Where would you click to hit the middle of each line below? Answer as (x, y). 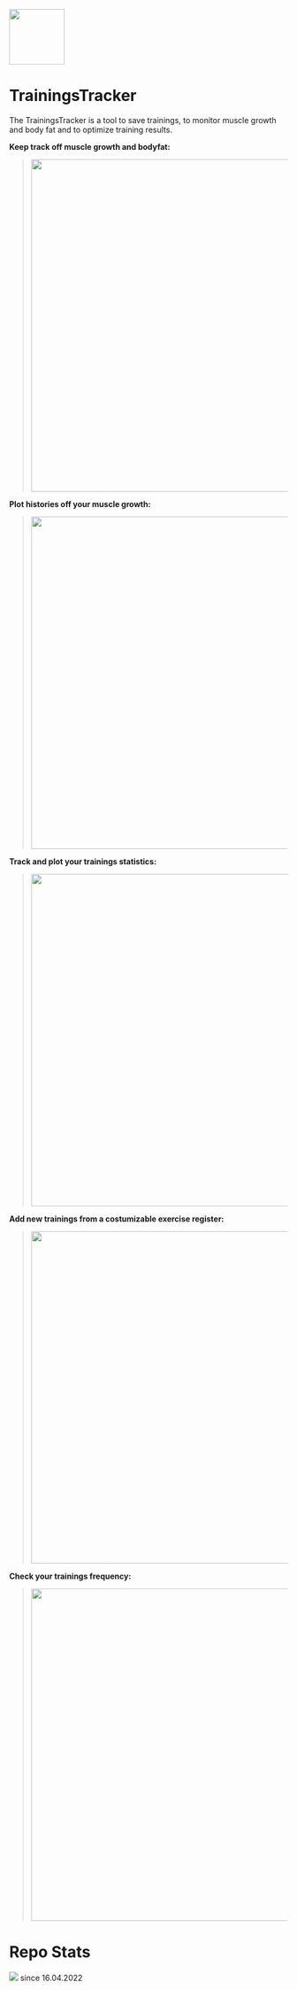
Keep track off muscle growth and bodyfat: (90, 146)
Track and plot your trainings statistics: (83, 861)
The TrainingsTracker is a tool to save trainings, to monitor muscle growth (143, 120)
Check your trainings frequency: (70, 1576)
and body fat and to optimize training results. (91, 129)
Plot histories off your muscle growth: (80, 503)
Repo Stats (50, 1952)
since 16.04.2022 (51, 1978)
